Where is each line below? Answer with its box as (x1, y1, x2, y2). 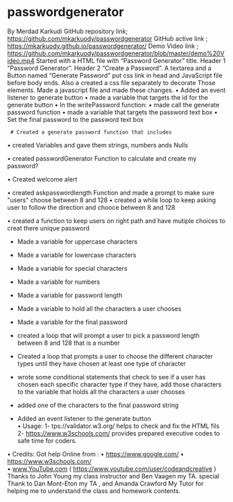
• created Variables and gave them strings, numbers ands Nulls (7, 141, 189, 149)
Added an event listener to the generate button (17, 414, 151, 422)
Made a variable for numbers (17, 278, 101, 286)
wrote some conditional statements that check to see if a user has (17, 373, 206, 381)
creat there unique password (7, 224, 90, 232)
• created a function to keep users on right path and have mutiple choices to (7, 216, 226, 225)
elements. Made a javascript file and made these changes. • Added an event (7, 86, 226, 94)
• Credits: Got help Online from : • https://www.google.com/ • (7, 449, 184, 458)
